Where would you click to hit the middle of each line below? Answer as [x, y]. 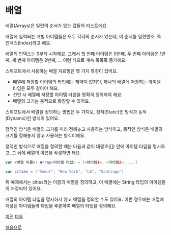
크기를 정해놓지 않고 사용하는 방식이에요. [45, 135]
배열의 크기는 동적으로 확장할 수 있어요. [51, 101]
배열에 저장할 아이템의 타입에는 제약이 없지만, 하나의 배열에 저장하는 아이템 [87, 82]
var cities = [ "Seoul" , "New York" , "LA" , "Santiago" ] [65, 172]
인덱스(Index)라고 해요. [28, 43]
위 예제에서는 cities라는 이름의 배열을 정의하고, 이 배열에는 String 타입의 [77, 182]
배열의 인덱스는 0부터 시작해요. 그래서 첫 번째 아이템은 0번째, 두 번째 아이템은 [82, 54]
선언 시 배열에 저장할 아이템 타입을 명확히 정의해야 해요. [68, 95]
